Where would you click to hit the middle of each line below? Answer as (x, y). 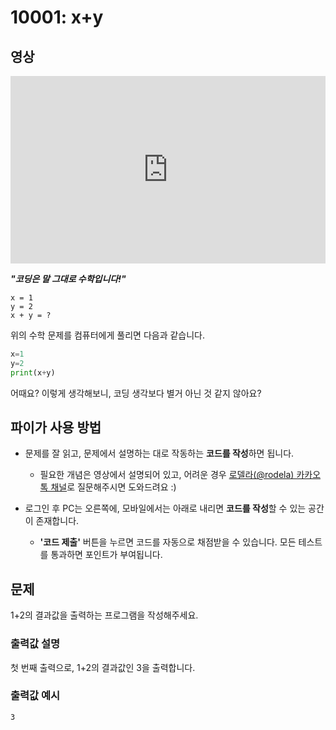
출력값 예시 (35, 696)
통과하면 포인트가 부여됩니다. (106, 555)
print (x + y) (33, 372)
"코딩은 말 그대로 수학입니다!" (68, 279)
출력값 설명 (35, 644)
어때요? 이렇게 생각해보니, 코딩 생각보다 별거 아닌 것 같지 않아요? (136, 393)
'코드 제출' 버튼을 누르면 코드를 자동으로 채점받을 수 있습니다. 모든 (168, 542)
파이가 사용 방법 (56, 427)
